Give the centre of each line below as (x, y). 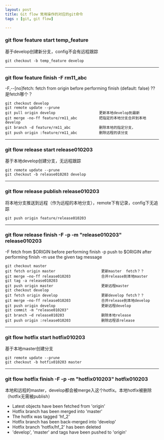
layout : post (18, 10)
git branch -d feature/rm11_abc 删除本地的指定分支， (70, 127)
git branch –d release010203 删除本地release (68, 315)
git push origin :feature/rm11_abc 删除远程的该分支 (67, 133)
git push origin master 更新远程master (67, 286)
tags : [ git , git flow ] (29, 19)
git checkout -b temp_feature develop (44, 61)
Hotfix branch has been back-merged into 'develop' (64, 422)
